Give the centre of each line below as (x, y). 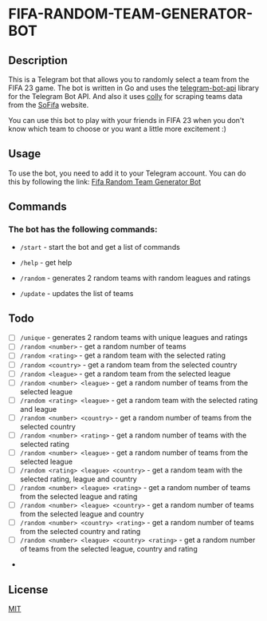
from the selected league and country (82, 514)
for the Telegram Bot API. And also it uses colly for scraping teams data (126, 96)
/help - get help (46, 262)
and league (38, 409)
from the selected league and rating (79, 496)
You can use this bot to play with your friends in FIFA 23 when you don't (126, 120)
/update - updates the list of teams (77, 293)
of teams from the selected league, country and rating (108, 549)
